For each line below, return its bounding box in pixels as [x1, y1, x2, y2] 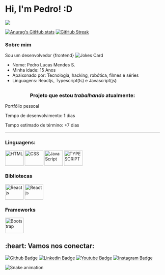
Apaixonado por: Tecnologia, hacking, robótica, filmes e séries [12, 72, 139, 78]
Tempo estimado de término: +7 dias [5, 122, 80, 128]
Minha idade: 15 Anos [12, 67, 56, 73]
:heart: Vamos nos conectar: [5, 242, 95, 250]
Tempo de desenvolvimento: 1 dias [5, 113, 75, 119]
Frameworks [5, 206, 36, 213]
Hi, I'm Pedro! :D [5, 3, 73, 15]
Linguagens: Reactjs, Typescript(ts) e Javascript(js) [12, 78, 117, 84]
